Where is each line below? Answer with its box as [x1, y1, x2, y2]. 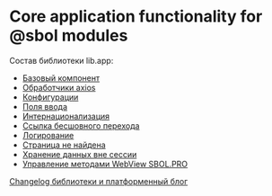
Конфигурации [22, 92, 79, 102]
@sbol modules [9, 25, 128, 46]
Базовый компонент [22, 72, 101, 83]
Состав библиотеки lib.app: [9, 55, 114, 66]
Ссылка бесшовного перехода [22, 120, 140, 131]
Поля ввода [22, 101, 68, 111]
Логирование [22, 129, 75, 140]
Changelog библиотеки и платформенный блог [9, 175, 189, 186]
